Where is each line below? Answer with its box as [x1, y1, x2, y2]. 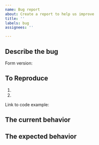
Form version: [5, 60, 33, 66]
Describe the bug [5, 47, 58, 56]
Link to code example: [5, 101, 49, 107]
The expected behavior [5, 132, 77, 141]
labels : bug [5, 20, 29, 26]
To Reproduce [5, 74, 49, 82]
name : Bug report [5, 7, 40, 12]
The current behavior [5, 116, 71, 124]
